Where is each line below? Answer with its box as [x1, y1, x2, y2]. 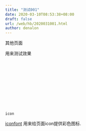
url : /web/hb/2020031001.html [5, 21, 68, 26]
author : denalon [5, 26, 39, 31]
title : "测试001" [5, 7, 40, 12]
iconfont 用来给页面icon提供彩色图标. [5, 121, 82, 127]
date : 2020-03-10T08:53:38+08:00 [5, 12, 75, 17]
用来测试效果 [5, 51, 31, 57]
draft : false [5, 16, 32, 21]
